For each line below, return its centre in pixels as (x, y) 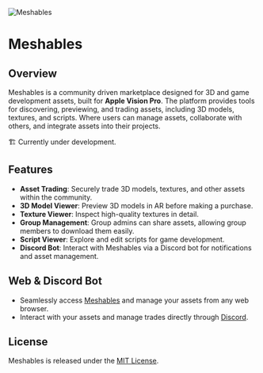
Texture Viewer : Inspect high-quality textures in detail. (109, 214)
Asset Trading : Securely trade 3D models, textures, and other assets (132, 188)
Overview (33, 73)
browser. (34, 308)
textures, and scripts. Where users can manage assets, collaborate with (125, 118)
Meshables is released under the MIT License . (84, 361)
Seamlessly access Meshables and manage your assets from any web (134, 300)
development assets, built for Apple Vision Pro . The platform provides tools (131, 101)
